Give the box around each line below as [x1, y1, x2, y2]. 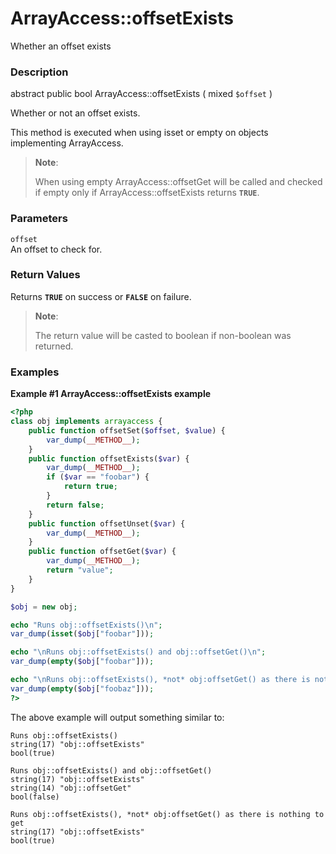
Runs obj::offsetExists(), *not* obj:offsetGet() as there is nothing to [10, 809, 325, 819]
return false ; [46, 500, 105, 510]
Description [10, 65, 69, 79]
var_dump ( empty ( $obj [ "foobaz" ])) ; [10, 683, 155, 694]
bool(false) [10, 792, 60, 802]
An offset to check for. [10, 243, 103, 255]
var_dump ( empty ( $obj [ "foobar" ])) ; [10, 657, 155, 667]
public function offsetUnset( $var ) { [28, 518, 186, 529]
